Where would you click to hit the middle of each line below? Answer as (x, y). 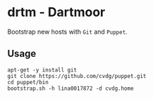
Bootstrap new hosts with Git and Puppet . (68, 32)
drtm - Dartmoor (56, 12)
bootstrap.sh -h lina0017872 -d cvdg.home (71, 88)
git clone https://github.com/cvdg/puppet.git (77, 76)
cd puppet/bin (28, 82)
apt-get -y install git (42, 70)
